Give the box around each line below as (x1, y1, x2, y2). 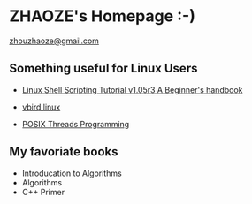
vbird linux (21, 102, 61, 112)
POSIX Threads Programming (21, 118, 130, 129)
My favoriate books (9, 144, 118, 160)
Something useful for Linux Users (9, 61, 198, 76)
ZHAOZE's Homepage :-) (9, 6, 196, 26)
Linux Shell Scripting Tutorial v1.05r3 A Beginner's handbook (21, 84, 243, 94)
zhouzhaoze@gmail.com (9, 35, 100, 46)
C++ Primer (21, 186, 65, 197)
